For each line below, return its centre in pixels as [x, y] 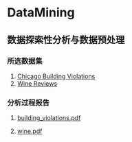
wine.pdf [30, 131]
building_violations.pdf [49, 118]
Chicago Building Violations [56, 76]
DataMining [41, 13]
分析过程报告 [29, 102]
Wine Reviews [37, 83]
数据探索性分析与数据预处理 [66, 39]
